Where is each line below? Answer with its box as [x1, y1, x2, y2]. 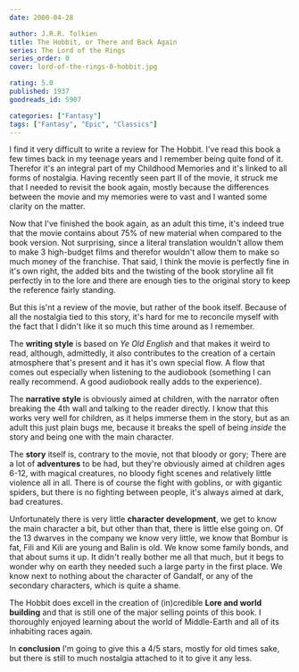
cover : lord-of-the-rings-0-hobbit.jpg [9, 63, 158, 71]
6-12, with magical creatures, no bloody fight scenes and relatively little [9, 468, 272, 479]
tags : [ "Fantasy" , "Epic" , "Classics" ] [9, 120, 158, 129]
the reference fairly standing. [9, 285, 116, 296]
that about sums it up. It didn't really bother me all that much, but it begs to [9, 551, 284, 563]
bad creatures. [9, 497, 63, 508]
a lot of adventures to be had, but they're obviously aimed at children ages [9, 458, 286, 469]
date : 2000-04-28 [9, 13, 74, 22]
